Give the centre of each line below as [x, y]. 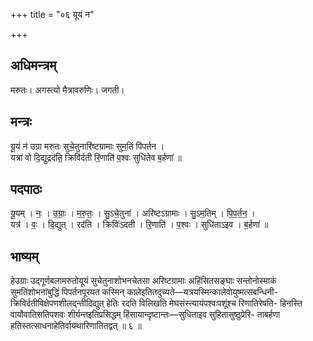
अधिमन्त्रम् [33, 65]
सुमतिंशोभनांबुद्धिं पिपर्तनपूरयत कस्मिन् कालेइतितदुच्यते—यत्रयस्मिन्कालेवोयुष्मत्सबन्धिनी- [144, 292]
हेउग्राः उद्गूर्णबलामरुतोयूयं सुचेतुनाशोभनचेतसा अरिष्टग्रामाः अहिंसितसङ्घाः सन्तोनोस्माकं [143, 281]
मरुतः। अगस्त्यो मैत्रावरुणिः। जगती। [67, 90]
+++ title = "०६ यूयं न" [52, 14]
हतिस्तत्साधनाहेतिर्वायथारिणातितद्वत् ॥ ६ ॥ [76, 326]
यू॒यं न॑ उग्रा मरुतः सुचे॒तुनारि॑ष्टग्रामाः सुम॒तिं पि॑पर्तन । [87, 146]
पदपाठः [26, 189]
